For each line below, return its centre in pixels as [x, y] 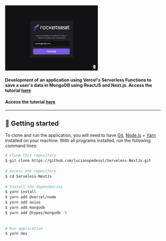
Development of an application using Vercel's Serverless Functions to [78, 80]
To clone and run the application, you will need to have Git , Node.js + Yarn [81, 135]
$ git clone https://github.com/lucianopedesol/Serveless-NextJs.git [78, 161]
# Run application [24, 228]
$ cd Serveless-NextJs [28, 176]
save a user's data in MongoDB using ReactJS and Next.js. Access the [79, 85]
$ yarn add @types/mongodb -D [36, 213]
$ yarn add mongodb [25, 208]
